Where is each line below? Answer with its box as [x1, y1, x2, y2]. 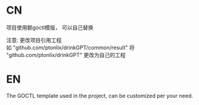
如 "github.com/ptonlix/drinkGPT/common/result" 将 [6, 44, 135, 51]
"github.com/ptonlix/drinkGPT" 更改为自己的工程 [6, 51, 126, 58]
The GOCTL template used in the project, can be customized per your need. [6, 92, 193, 99]
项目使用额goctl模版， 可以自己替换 [6, 24, 94, 31]
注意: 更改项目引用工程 [6, 36, 62, 43]
